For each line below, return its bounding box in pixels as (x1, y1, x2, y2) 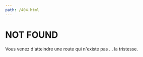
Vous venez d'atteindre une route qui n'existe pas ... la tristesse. (5, 46, 138, 52)
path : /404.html (5, 7, 39, 13)
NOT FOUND (5, 29, 58, 40)
